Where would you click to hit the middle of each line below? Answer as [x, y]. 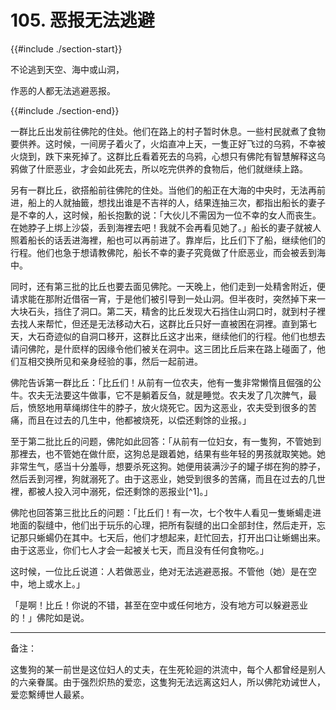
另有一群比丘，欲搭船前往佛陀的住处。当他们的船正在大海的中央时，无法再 [163, 190]
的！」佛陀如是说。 [50, 617]
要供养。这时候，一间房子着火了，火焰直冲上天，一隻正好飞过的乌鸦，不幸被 [168, 143]
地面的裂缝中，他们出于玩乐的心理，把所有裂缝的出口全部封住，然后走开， [163, 525]
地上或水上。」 [56, 583]
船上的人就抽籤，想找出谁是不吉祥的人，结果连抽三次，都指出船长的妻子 [176, 202]
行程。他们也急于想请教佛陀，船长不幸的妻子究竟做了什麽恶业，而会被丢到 [163, 252]
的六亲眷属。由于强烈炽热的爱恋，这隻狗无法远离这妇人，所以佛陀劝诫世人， [168, 682]
